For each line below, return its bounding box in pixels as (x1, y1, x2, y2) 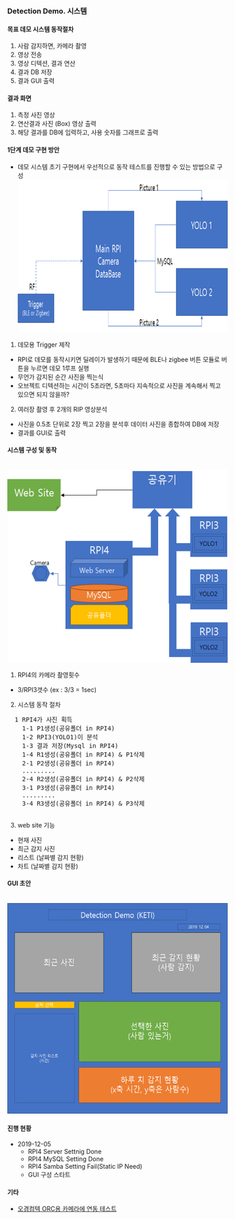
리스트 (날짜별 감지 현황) (17, 853, 84, 861)
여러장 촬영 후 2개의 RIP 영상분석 (17, 405, 108, 413)
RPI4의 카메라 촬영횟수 (17, 670, 80, 679)
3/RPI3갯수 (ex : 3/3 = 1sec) (17, 685, 97, 693)
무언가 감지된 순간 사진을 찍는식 (17, 373, 104, 381)
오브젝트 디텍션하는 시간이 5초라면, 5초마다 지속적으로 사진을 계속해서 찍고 (17, 381, 222, 389)
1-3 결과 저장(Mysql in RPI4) (22, 742, 119, 749)
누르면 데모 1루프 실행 (30, 363, 90, 372)
